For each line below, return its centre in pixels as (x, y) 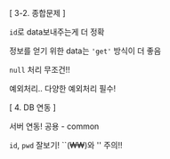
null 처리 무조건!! (40, 70)
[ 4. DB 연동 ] (32, 107)
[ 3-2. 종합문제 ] (37, 13)
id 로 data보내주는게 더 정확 (57, 32)
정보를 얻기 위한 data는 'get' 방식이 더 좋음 (85, 51)
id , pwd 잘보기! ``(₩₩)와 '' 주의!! (66, 145)
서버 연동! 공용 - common (54, 126)
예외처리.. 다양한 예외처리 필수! (63, 88)
